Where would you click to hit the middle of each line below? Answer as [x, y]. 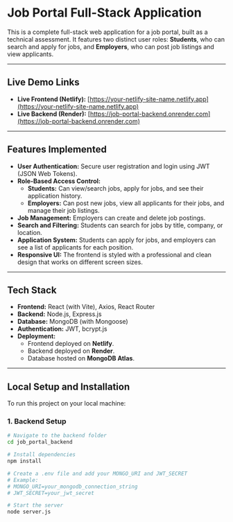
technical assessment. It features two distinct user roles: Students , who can [116, 39]
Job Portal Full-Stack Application [105, 13]
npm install [24, 461]
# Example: [23, 480]
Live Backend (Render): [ [54, 114]
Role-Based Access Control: [59, 181]
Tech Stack [32, 290]
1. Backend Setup [37, 421]
